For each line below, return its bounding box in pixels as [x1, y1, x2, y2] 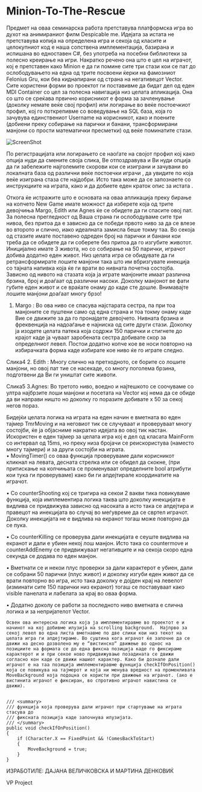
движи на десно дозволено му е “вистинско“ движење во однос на [6, 641, 171, 647]
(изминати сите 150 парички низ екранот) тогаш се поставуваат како [6, 583, 185, 591]
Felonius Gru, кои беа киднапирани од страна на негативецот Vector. [6, 75, 183, 83]
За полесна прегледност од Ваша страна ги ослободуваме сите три [6, 213, 182, 220]
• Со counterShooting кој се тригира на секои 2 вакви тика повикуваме [6, 489, 191, 496]
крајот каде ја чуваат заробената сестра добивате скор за [14, 334, 166, 341]
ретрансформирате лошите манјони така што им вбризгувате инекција [6, 258, 190, 265]
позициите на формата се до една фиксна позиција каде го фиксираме [6, 645, 182, 652]
